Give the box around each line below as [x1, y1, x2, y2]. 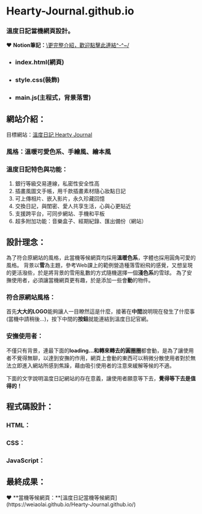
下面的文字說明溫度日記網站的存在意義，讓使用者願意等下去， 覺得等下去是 [6, 374, 191, 382]
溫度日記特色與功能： [6, 165, 68, 173]
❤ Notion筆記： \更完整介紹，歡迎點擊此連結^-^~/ [6, 42, 129, 49]
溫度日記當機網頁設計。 [6, 27, 74, 36]
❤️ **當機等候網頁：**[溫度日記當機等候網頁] [6, 494, 117, 501]
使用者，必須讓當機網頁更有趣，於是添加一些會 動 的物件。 [11, 277, 154, 284]
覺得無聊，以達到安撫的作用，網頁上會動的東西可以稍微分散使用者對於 [16, 354, 191, 362]
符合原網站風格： [6, 293, 56, 302]
